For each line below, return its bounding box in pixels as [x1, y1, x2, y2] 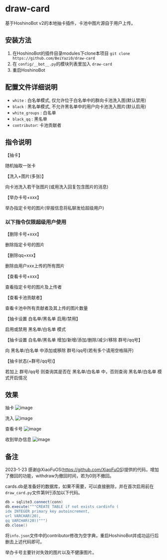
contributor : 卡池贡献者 [12, 122, 62, 128]
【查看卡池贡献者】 [5, 294, 45, 300]
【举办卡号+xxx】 [5, 195, 42, 201]
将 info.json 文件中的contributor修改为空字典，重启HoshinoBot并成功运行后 [5, 532, 159, 538]
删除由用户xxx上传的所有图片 [5, 262, 65, 269]
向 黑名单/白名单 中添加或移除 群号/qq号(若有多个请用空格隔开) [5, 347, 134, 353]
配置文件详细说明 [5, 83, 58, 92]
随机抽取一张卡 [5, 163, 36, 169]
